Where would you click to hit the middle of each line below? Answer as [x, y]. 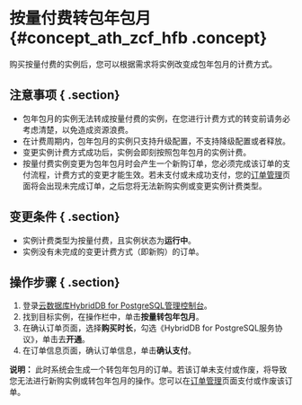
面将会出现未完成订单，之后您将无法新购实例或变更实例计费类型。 [144, 186]
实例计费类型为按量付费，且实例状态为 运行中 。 [109, 240]
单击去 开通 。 [66, 339]
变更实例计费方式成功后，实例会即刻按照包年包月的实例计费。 [137, 152]
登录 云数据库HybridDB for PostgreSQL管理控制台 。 [117, 305]
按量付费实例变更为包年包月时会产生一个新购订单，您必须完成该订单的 [152, 163]
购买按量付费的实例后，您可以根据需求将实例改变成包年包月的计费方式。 [143, 64]
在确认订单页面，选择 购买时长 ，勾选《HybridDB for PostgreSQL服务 [149, 328]
